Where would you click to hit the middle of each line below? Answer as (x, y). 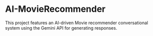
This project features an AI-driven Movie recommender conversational (76, 23)
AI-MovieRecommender (55, 9)
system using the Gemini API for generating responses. (61, 28)
